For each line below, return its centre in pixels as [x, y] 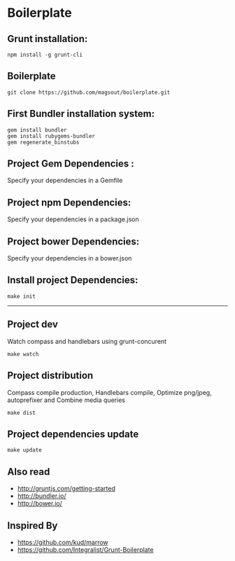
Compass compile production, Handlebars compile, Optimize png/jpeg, [109, 392]
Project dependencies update [73, 434]
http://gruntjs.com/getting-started [66, 489]
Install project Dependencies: [73, 280]
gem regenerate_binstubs [43, 142]
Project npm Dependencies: [69, 202]
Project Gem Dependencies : [71, 164]
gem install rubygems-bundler [51, 136]
